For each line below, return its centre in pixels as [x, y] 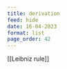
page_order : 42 [29, 39]
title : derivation [33, 13]
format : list [26, 33]
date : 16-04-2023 [32, 26]
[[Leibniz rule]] [28, 59]
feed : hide [23, 20]
